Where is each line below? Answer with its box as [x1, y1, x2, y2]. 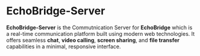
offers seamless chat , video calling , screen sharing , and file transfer [6, 36, 180, 43]
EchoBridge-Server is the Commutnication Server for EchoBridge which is [6, 24, 193, 31]
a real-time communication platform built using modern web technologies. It [6, 30, 195, 37]
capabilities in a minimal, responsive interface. [6, 43, 122, 50]
